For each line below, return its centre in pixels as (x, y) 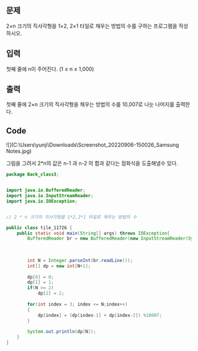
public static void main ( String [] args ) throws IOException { (93, 233)
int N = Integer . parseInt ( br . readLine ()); (80, 260)
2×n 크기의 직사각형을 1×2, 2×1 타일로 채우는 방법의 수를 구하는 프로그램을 (92, 26)
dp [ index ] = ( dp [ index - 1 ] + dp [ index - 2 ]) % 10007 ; (100, 315)
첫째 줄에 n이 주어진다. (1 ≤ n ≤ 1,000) (50, 69)
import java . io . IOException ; (42, 201)
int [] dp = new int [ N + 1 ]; (59, 266)
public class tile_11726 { (39, 228)
